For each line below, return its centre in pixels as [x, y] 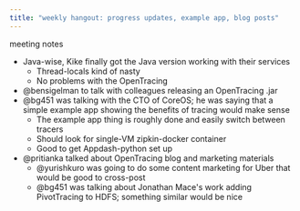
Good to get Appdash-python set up [104, 148]
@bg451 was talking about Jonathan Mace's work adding [144, 186]
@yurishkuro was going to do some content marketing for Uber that [163, 167]
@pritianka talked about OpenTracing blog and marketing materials [148, 158]
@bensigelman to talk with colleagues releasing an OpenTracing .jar [150, 90]
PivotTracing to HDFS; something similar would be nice [140, 196]
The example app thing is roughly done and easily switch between [160, 119]
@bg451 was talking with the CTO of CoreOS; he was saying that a [148, 100]
